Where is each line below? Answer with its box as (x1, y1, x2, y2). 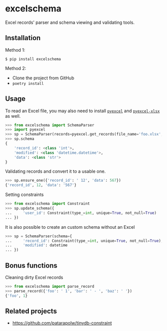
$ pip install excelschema (5, 57, 61, 62)
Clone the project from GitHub (12, 75, 75, 81)
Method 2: (5, 65, 26, 71)
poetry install (12, 81, 44, 86)
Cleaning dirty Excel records (5, 274, 64, 280)
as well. (5, 113, 21, 119)
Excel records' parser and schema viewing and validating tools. (5, 19, 135, 25)
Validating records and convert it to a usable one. (5, 168, 106, 174)
